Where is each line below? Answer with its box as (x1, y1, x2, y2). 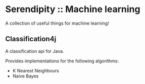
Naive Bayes (12, 73, 39, 79)
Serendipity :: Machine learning (5, 4, 140, 15)
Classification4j (5, 35, 57, 43)
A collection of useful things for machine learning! (5, 20, 110, 26)
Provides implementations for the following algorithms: (5, 58, 119, 64)
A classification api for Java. (5, 48, 64, 54)
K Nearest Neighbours (12, 67, 59, 73)
